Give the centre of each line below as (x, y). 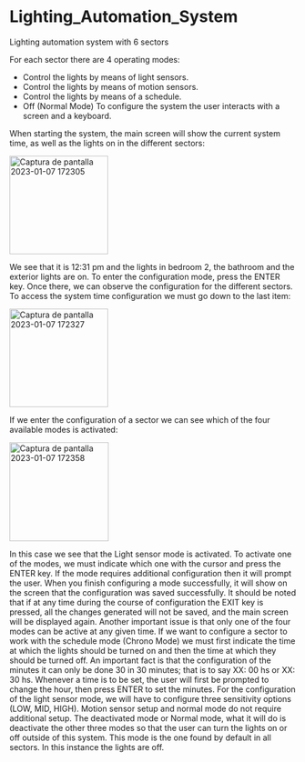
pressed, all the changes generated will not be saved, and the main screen (149, 612)
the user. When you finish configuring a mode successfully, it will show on (148, 583)
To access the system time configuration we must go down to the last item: (150, 296)
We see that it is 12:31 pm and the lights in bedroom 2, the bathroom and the (152, 266)
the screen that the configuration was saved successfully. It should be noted (153, 592)
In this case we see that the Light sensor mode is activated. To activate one (151, 554)
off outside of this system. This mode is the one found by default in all (140, 737)
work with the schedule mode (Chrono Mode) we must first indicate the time (152, 641)
